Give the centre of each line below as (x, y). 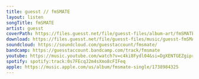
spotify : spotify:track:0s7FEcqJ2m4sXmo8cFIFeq (66, 61)
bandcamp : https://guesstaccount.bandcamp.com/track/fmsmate (83, 50)
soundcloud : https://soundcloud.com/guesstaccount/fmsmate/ (82, 45)
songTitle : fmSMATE (30, 23)
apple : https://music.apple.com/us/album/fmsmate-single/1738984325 (92, 67)
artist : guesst (25, 28)
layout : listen (25, 17)
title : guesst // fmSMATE (38, 12)
